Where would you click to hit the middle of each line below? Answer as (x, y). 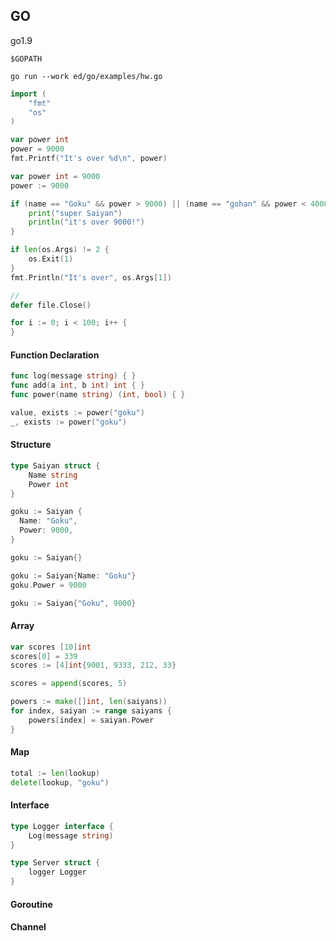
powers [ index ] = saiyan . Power (91, 720)
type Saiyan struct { (55, 465)
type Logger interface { (62, 826)
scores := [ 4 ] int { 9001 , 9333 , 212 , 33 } (93, 665)
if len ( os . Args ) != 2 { (60, 250)
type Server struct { (55, 863)
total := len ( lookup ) (55, 773)
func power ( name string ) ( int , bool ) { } (98, 395)
